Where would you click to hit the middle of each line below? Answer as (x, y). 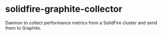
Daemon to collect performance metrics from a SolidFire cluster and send (81, 23)
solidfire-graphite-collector (64, 9)
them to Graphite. (23, 28)
